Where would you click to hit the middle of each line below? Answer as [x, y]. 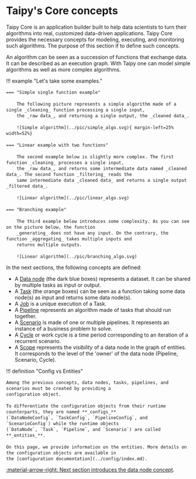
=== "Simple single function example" [53, 92]
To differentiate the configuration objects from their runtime [86, 406]
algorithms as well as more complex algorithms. [63, 69]
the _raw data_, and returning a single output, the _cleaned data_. [103, 115]
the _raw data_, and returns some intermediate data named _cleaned [102, 168]
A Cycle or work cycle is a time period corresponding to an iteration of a [101, 335]
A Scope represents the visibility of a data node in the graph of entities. [100, 347]
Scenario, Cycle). [35, 359]
